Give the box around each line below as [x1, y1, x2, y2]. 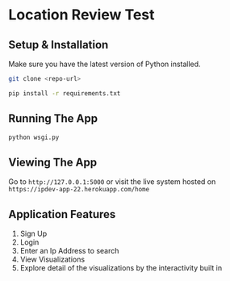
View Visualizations [19, 254, 86, 264]
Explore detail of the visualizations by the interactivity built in [19, 263, 223, 273]
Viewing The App [8, 155, 98, 169]
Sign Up [19, 229, 47, 239]
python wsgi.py [8, 133, 60, 141]
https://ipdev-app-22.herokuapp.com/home [8, 186, 150, 194]
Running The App [8, 111, 98, 126]
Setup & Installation [8, 38, 109, 52]
